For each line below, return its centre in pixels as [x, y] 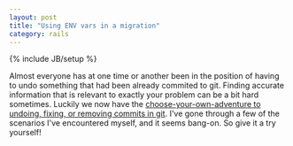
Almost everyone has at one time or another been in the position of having [144, 76]
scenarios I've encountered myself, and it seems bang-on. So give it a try [143, 123]
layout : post [33, 17]
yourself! [25, 133]
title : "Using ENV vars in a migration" [85, 26]
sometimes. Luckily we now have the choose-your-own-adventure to [135, 104]
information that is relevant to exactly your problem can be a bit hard [134, 95]
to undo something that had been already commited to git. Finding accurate [147, 86]
